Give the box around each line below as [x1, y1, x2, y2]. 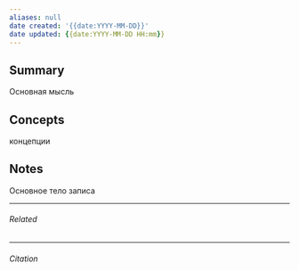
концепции [9, 135, 51, 146]
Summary [9, 62, 65, 78]
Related [9, 214, 37, 225]
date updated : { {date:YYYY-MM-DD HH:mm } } [9, 29, 166, 38]
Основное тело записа [9, 185, 96, 196]
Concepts [9, 112, 65, 127]
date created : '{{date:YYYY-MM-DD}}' [9, 21, 149, 30]
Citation [9, 253, 38, 264]
